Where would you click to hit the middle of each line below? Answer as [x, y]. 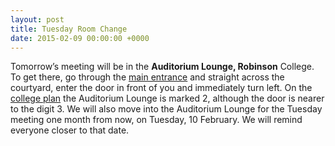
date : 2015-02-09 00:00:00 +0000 [80, 38]
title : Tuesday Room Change [69, 29]
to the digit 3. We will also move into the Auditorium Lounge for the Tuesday [166, 109]
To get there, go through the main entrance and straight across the [147, 77]
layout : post [37, 19]
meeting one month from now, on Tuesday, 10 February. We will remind [156, 120]
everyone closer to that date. [70, 130]
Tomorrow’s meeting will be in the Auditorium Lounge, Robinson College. [162, 67]
